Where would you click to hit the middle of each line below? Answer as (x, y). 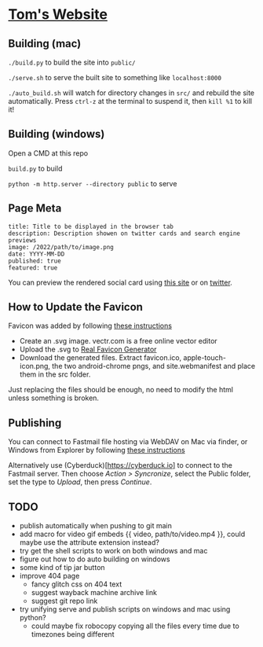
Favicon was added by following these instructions (90, 326)
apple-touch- (205, 358)
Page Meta (35, 209)
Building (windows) (57, 134)
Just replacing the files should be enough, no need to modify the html (121, 390)
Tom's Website (58, 15)
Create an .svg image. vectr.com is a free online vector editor (118, 341)
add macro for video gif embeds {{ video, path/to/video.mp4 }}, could (132, 534)
